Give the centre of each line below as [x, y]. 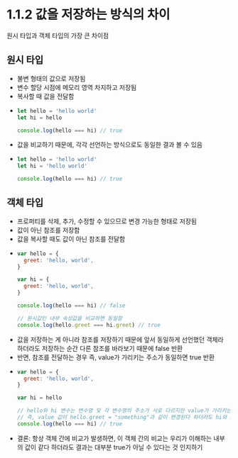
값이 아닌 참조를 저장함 [48, 230]
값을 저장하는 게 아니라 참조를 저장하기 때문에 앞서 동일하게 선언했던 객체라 [120, 339]
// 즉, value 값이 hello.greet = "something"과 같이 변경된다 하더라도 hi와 [122, 418]
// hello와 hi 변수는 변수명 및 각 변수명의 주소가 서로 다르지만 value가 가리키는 [124, 411]
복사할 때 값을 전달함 [45, 96]
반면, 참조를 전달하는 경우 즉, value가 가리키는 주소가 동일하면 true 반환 [115, 357]
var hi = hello [39, 398]
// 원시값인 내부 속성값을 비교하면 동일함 [69, 318]
